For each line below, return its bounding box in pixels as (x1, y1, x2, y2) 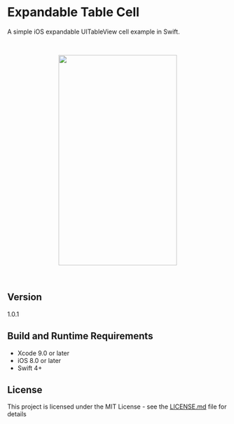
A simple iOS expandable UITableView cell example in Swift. (7, 27, 180, 36)
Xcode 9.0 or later (17, 348, 70, 357)
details (7, 410, 27, 418)
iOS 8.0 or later (17, 356, 62, 364)
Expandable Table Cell (7, 4, 140, 20)
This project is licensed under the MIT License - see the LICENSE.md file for (7, 402, 227, 411)
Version (7, 292, 42, 303)
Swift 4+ (17, 364, 43, 372)
